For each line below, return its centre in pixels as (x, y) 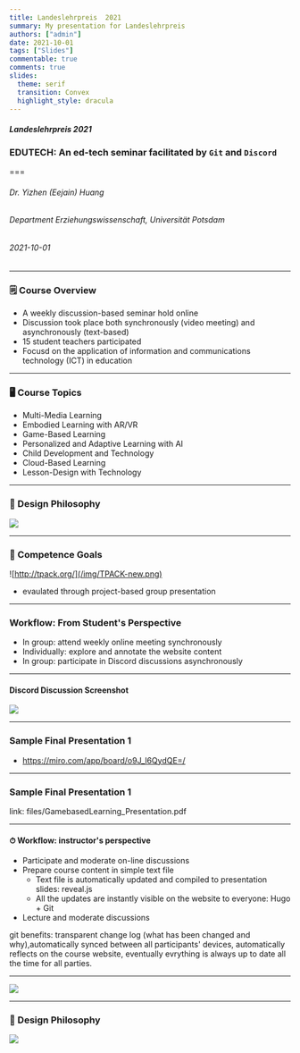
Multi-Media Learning (62, 416)
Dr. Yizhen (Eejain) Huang (57, 192)
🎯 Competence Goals (56, 554)
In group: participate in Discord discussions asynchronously (133, 661)
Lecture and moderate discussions (86, 918)
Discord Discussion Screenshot (69, 690)
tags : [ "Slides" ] (42, 51)
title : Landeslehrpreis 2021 (66, 17)
